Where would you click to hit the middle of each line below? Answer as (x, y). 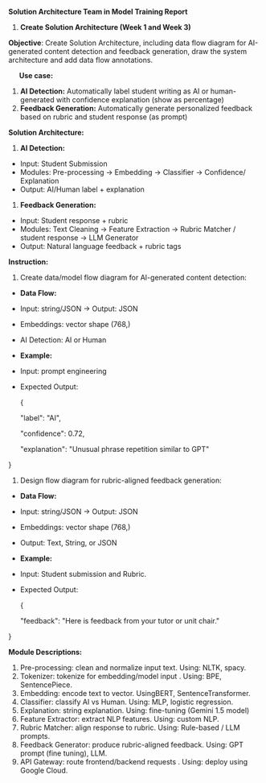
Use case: (36, 75)
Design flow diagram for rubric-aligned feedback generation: (121, 480)
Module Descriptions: (45, 652)
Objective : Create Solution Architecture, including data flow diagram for (127, 43)
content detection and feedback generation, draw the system (145, 51)
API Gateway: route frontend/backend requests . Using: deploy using (134, 762)
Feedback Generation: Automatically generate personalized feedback (136, 108)
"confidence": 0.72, (52, 433)
